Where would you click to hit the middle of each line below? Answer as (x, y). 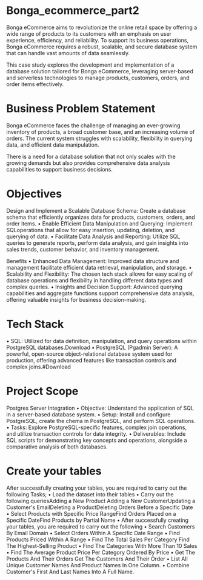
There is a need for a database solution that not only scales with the (91, 156)
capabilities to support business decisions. (60, 169)
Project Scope (42, 391)
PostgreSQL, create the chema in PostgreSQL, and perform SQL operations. (101, 421)
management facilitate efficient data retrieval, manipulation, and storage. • (99, 267)
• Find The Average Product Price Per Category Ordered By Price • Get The (101, 552)
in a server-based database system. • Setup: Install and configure (88, 414)
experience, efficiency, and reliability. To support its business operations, (98, 40)
